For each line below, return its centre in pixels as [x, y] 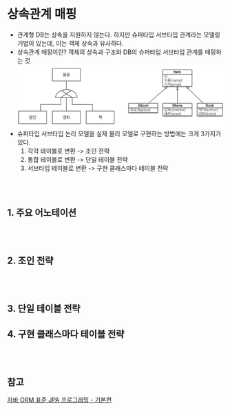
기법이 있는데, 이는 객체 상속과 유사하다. [70, 43]
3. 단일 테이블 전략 [44, 308]
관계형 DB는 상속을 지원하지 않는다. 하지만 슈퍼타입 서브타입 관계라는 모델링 [118, 35]
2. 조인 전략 [30, 260]
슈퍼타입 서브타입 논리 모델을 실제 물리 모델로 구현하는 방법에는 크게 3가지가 [119, 133]
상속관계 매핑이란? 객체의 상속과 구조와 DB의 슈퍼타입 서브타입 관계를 [110, 52]
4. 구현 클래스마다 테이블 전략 [66, 334]
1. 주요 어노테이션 [42, 213]
